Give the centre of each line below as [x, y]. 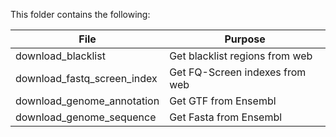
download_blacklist [60, 56]
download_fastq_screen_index [86, 78]
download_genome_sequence [86, 117]
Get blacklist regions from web [241, 56]
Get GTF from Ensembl [223, 101]
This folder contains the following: [80, 14]
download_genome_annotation [87, 101]
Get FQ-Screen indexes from [238, 72]
